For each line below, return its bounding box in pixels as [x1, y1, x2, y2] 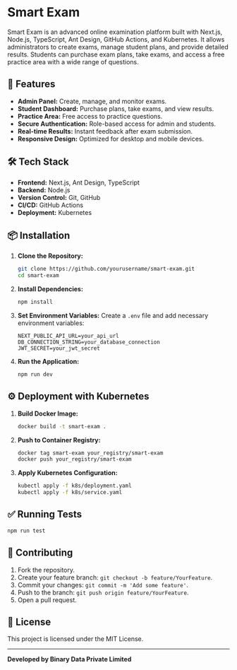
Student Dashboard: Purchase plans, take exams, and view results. [17, 104, 214, 113]
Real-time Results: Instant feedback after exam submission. [17, 127, 193, 135]
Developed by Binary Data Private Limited [7, 655, 132, 664]
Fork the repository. [17, 565, 75, 574]
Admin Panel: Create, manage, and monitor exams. [17, 97, 167, 105]
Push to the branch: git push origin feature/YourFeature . [17, 588, 189, 596]
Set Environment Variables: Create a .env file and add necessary [17, 312, 209, 319]
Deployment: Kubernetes [17, 208, 92, 216]
